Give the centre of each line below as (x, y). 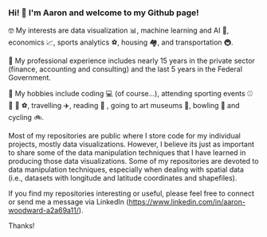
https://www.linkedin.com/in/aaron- (187, 202)
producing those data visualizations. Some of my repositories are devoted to (133, 161)
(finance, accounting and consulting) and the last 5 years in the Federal (126, 69)
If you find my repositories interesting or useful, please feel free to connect (132, 193)
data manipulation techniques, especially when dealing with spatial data (126, 169)
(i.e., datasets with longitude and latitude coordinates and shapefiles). (123, 178)
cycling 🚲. (26, 118)
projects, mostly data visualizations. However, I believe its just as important (132, 144)
